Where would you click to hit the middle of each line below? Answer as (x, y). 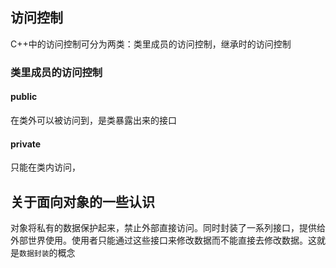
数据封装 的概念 (47, 252)
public (24, 97)
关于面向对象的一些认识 (82, 201)
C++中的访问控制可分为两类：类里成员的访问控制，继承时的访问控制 (151, 44)
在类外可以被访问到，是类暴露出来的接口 (93, 120)
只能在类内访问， (45, 167)
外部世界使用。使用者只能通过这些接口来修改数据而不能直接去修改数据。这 (163, 240)
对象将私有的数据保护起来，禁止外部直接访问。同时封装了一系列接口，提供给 (168, 227)
